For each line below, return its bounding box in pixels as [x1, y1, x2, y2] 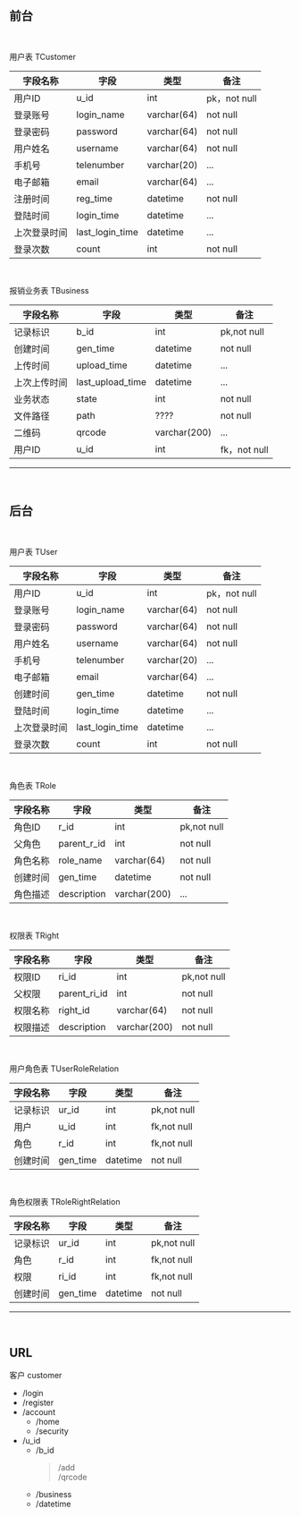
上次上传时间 [13, 376, 69, 388]
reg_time [76, 192, 113, 204]
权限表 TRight [9, 930, 60, 941]
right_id [58, 1003, 91, 1016]
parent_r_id [58, 837, 106, 849]
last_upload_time [76, 375, 147, 388]
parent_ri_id [58, 987, 109, 1000]
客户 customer [9, 1370, 62, 1381]
